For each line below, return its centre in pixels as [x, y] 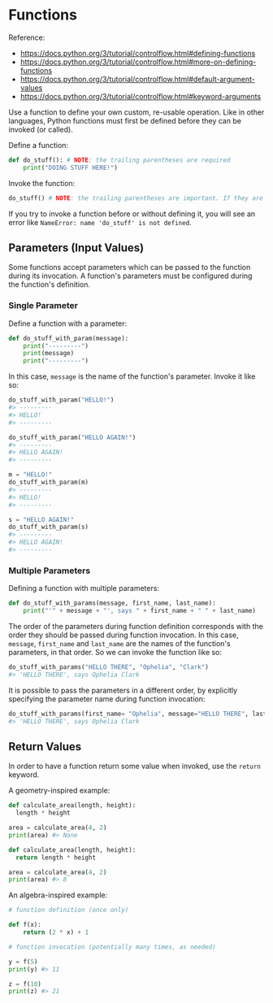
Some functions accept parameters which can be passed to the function [130, 267]
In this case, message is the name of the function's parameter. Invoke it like [132, 376]
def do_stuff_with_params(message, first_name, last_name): [113, 603]
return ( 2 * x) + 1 [56, 932]
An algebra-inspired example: [58, 895]
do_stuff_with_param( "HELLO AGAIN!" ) [72, 437]
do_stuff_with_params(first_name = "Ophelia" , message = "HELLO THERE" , [129, 714]
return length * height [56, 858]
